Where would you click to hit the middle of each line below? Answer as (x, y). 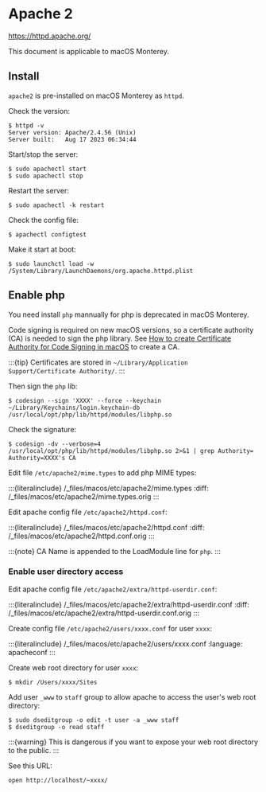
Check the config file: (44, 220)
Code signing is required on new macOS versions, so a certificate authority (131, 330)
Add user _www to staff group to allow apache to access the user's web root (132, 696)
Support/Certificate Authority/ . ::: (67, 370)
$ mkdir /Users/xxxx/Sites (53, 682)
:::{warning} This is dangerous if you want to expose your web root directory (133, 742)
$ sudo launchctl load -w (51, 263)
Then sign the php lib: (43, 386)
